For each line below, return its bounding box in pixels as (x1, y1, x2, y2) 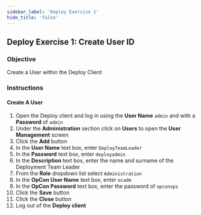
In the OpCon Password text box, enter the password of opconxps (15, 182, 179, 190)
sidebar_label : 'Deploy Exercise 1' (7, 8, 99, 15)
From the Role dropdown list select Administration (15, 170, 142, 177)
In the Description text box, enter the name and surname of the (15, 157, 174, 164)
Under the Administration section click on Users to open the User (15, 125, 181, 132)
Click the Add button (15, 138, 68, 145)
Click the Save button (15, 189, 70, 196)
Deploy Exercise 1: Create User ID (7, 37, 135, 47)
